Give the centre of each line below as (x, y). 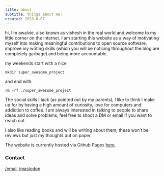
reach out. (15, 121)
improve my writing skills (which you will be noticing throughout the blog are (82, 49)
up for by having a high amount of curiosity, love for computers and (73, 105)
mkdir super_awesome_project (35, 72)
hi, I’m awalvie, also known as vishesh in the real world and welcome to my (81, 33)
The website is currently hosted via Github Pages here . (61, 145)
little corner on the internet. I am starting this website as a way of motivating (82, 38)
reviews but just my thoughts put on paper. (48, 136)
